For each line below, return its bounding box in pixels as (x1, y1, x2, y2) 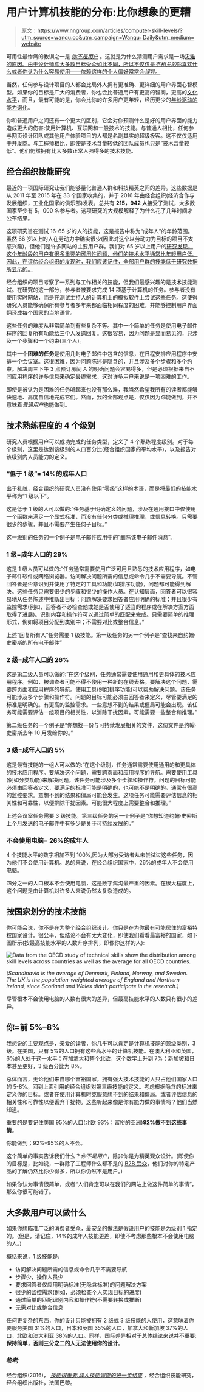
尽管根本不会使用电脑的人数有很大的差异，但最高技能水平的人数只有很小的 (6, 995, 192, 1002)
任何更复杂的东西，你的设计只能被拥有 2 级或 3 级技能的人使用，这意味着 (6, 1316, 189, 1324)
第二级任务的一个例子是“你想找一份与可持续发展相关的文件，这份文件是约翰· (6, 722, 197, 729)
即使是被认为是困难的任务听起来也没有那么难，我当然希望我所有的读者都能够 (6, 385, 198, 393)
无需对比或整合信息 (15, 1304, 64, 1311)
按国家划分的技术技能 (6, 907, 86, 917)
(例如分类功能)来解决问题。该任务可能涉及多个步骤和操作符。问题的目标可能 (6, 776, 197, 783)
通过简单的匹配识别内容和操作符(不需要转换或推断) (15, 1296, 142, 1304)
